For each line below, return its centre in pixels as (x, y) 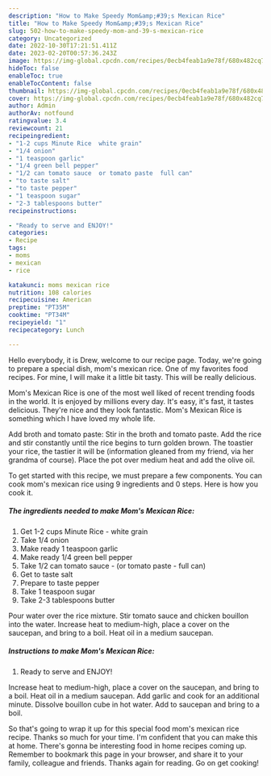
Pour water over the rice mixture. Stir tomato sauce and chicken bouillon (129, 615)
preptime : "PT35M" (39, 307)
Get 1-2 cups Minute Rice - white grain (84, 531)
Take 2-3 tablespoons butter (67, 600)
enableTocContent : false (50, 83)
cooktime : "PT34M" (39, 315)
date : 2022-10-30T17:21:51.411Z (63, 46)
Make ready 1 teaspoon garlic (69, 549)
